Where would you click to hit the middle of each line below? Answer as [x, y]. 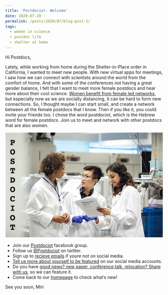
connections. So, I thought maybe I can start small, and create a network [80, 104]
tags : [11, 27]
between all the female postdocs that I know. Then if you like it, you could [81, 109]
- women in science [30, 32]
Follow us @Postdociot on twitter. [47, 251]
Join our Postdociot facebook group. [50, 245]
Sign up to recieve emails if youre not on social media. [68, 256]
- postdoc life [25, 37]
